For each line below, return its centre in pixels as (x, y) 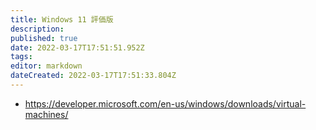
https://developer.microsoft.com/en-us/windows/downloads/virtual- (165, 103)
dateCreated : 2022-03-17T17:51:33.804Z (93, 76)
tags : (21, 57)
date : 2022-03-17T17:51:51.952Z (77, 47)
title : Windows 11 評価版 (62, 19)
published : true (44, 38)
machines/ (46, 114)
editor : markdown (46, 66)
